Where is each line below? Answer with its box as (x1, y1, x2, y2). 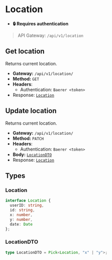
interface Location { (5, 198, 51, 203)
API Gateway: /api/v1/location (17, 32, 84, 39)
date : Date (10, 221, 33, 227)
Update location (5, 106, 57, 115)
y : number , (10, 217, 33, 222)
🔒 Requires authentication (12, 20, 68, 26)
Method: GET (12, 76, 40, 82)
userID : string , (10, 203, 44, 208)
